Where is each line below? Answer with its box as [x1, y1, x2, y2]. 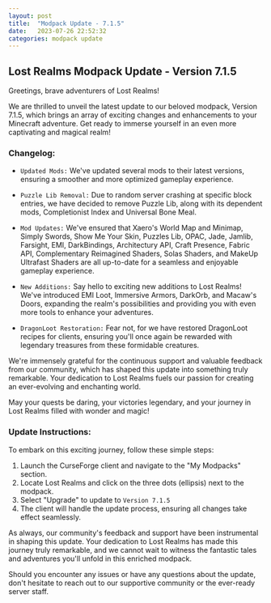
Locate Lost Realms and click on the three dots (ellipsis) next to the [19, 478, 244, 487]
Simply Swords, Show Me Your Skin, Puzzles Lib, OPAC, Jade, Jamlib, [19, 231, 253, 241]
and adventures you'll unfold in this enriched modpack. [8, 554, 193, 563]
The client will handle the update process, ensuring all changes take [19, 503, 248, 513]
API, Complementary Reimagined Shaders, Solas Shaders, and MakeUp [19, 248, 259, 259]
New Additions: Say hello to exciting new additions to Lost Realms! [19, 282, 243, 291]
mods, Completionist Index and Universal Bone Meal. [19, 207, 197, 217]
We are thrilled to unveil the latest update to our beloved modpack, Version [8, 102, 257, 112]
